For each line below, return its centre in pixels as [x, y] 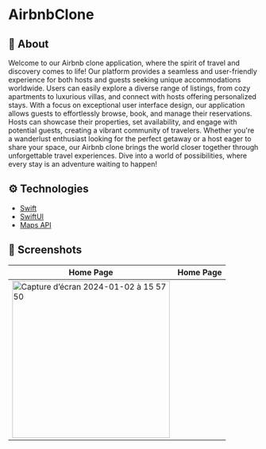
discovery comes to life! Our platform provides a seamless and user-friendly [133, 71]
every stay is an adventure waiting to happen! [83, 164]
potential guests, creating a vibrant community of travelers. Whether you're [131, 130]
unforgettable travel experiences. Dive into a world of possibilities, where [128, 155]
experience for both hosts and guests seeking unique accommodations [125, 80]
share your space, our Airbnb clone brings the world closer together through [133, 147]
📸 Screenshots [45, 250]
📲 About [29, 44]
